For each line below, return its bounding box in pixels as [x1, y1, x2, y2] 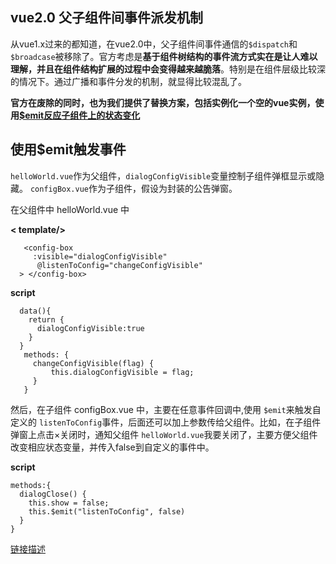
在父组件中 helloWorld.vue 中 [10, 203, 130, 215]
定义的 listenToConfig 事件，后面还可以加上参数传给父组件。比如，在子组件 [10, 416, 322, 428]
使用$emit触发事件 [10, 141, 127, 158]
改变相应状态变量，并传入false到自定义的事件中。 [10, 441, 215, 453]
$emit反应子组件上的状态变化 [19, 109, 141, 121]
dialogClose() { [19, 489, 87, 499]
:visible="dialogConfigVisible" [32, 251, 168, 262]
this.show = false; [28, 498, 110, 508]
